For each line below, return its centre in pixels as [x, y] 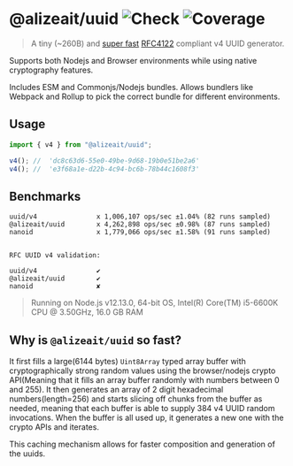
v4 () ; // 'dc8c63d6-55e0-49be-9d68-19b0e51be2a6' [104, 160]
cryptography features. [51, 70]
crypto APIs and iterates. [54, 427]
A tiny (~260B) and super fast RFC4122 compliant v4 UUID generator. [158, 43]
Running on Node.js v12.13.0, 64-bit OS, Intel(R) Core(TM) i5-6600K [154, 303]
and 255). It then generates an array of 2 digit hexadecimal [116, 390]
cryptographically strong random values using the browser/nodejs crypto [143, 371]
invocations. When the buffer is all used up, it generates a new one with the [146, 417]
